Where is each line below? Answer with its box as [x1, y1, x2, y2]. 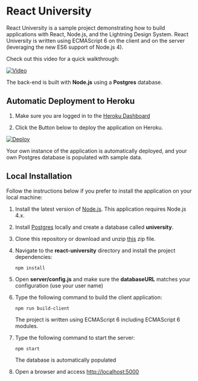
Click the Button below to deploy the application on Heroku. [14, 124, 164, 131]
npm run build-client [14, 305, 69, 312]
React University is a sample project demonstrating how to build [6, 24, 165, 31]
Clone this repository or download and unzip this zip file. [14, 235, 156, 242]
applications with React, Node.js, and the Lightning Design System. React [6, 30, 189, 37]
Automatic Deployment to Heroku [6, 96, 135, 106]
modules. [14, 322, 39, 330]
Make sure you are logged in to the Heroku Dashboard [14, 112, 150, 119]
